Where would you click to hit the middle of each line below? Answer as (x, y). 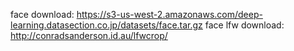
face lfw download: (244, 25)
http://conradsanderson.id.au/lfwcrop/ (89, 35)
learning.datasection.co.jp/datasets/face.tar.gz (106, 25)
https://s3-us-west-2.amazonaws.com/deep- (169, 14)
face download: (42, 14)
